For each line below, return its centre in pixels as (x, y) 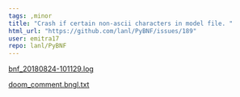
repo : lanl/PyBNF (38, 46)
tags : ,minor (30, 16)
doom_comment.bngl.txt (49, 85)
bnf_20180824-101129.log (51, 69)
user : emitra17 (34, 38)
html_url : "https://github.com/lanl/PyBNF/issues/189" (103, 31)
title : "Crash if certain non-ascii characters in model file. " (120, 23)
